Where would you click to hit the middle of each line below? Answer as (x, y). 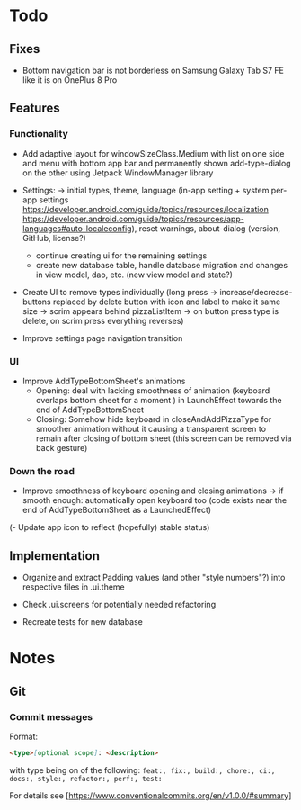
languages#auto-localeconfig (77, 228)
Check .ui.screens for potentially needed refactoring (119, 605)
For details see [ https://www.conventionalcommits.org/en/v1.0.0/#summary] (150, 795)
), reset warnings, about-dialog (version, (206, 228)
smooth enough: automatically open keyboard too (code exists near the (155, 500)
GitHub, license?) (54, 238)
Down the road (42, 471)
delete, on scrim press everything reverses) (103, 320)
